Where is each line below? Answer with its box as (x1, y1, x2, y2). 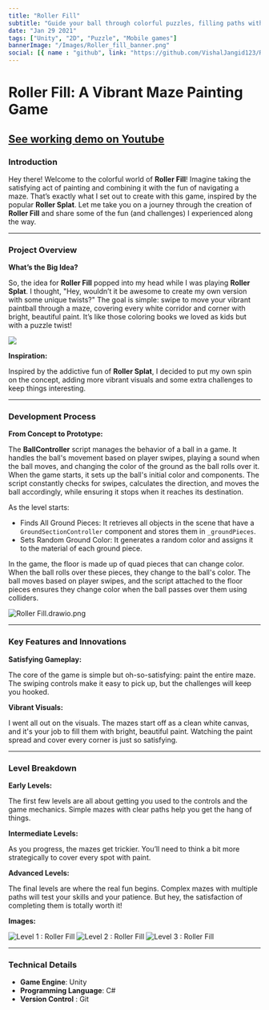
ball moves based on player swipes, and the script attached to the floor (8, 576, 243, 586)
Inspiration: (8, 351, 48, 361)
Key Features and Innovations (8, 636, 126, 647)
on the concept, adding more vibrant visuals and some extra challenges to (8, 375, 254, 385)
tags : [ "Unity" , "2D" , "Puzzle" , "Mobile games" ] (8, 34, 178, 42)
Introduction (8, 156, 58, 167)
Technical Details (8, 959, 78, 970)
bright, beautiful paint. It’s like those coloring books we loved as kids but (8, 312, 247, 322)
